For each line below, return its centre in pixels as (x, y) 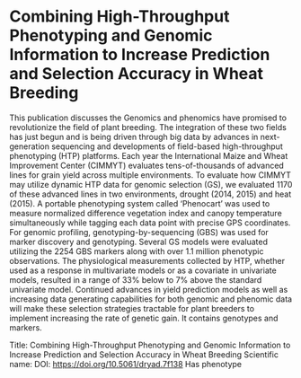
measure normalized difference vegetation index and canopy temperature (146, 213)
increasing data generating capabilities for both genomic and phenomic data (151, 299)
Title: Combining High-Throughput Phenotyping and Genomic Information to (150, 345)
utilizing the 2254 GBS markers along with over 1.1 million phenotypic (137, 251)
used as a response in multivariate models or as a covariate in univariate (143, 270)
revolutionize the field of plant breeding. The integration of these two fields (148, 127)
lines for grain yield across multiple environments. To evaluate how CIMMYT (150, 175)
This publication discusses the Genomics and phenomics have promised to (148, 118)
